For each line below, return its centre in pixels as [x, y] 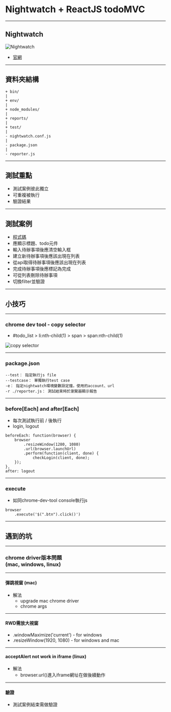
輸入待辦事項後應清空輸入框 [42, 250]
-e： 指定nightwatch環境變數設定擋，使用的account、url [60, 386]
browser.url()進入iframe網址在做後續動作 [63, 675]
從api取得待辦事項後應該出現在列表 [49, 263]
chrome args [34, 606]
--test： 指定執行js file [31, 375]
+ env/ [12, 100]
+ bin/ [12, 92]
